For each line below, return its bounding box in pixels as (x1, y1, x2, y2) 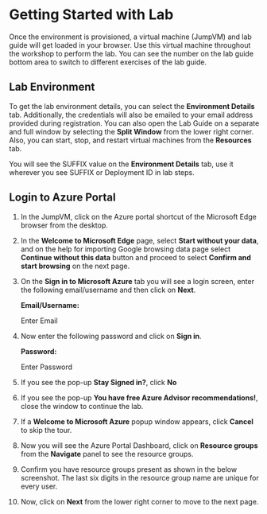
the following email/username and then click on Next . (20, 285, 196, 294)
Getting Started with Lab (9, 6, 174, 24)
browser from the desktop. (20, 220, 108, 230)
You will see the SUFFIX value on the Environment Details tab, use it (9, 159, 234, 169)
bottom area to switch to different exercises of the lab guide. (9, 57, 207, 67)
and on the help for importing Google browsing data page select (20, 244, 231, 254)
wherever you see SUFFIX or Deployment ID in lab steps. (9, 167, 195, 177)
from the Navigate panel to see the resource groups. (20, 449, 194, 458)
